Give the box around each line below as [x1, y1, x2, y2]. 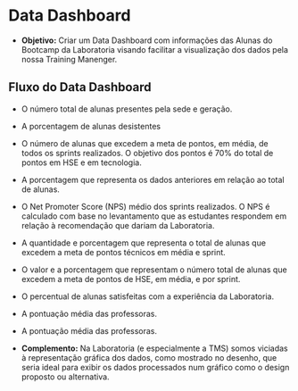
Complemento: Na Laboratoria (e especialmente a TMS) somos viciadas [21, 343, 288, 354]
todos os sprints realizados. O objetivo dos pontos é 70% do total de [21, 147, 274, 158]
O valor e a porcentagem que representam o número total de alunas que [21, 264, 287, 275]
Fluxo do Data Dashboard [8, 79, 153, 95]
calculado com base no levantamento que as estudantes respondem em [21, 211, 287, 221]
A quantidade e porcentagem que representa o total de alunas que [21, 237, 267, 248]
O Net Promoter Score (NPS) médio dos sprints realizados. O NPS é [21, 201, 270, 212]
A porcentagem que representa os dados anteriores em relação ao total [21, 174, 285, 185]
